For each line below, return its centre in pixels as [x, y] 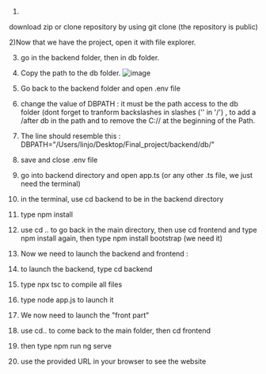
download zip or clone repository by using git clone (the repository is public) [133, 27]
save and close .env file [59, 160]
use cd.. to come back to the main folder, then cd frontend [116, 330]
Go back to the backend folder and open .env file [101, 88]
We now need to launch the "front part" [85, 315]
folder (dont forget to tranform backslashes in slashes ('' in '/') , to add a [138, 112]
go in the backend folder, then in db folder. [90, 58]
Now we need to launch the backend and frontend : [104, 254]
